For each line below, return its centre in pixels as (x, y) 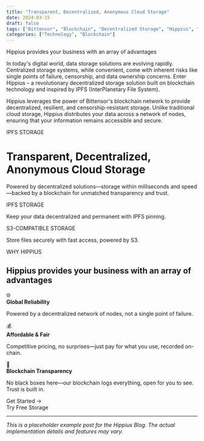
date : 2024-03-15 (28, 18)
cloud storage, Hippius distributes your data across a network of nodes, (96, 114)
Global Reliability (28, 302)
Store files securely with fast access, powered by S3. (73, 240)
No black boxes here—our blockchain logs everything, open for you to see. (100, 383)
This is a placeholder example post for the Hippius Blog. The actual (91, 425)
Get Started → (24, 401)
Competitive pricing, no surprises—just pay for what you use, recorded (95, 346)
